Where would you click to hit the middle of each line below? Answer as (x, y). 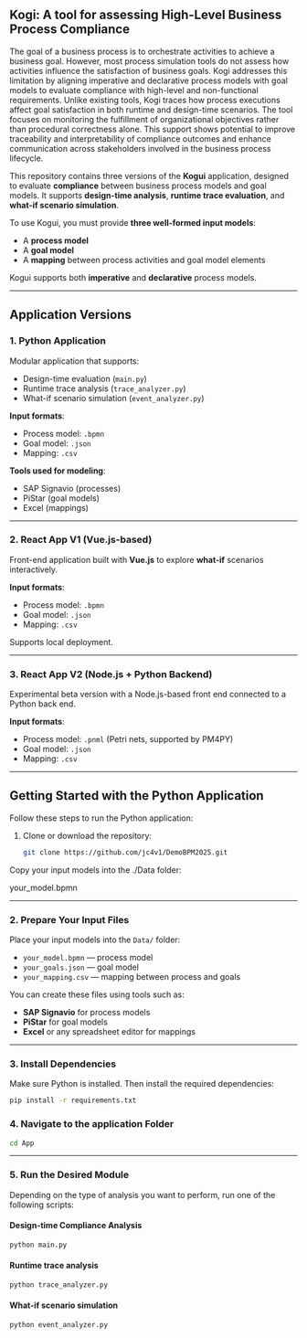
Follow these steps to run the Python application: (101, 818)
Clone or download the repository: (87, 835)
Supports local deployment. (62, 642)
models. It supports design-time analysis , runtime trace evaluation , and (147, 195)
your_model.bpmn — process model (88, 958)
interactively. (33, 569)
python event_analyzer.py (58, 1325)
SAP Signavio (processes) (72, 488)
